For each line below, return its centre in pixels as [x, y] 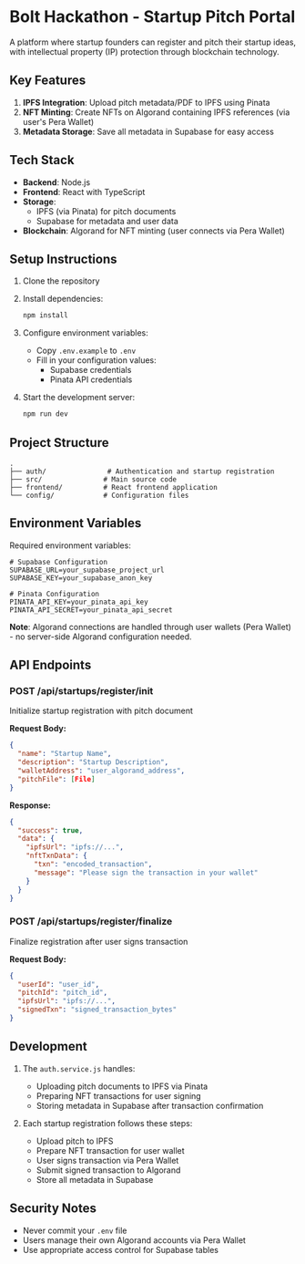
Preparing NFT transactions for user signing [119, 1095]
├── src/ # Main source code [93, 479]
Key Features [48, 81]
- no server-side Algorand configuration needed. [101, 637]
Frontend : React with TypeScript [84, 192]
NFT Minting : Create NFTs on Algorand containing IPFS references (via [156, 112]
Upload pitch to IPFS [75, 1141]
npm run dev [45, 414]
